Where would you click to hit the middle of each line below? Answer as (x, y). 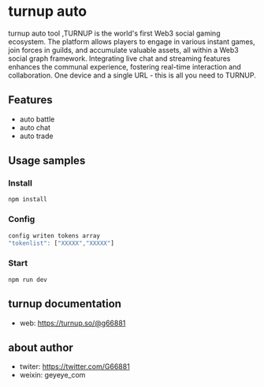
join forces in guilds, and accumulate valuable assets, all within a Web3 (123, 50)
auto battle (37, 119)
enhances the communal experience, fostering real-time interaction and (125, 66)
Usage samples (47, 161)
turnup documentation (65, 304)
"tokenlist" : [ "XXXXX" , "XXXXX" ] (61, 243)
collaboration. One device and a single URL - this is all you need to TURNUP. (132, 75)
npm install (28, 200)
